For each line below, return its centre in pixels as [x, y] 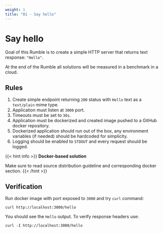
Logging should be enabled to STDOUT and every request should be [80, 141]
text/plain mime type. [35, 105]
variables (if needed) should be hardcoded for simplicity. [70, 136]
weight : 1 [15, 10]
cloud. [12, 72]
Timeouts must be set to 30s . [41, 115]
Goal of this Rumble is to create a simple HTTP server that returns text [77, 52]
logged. [20, 147]
